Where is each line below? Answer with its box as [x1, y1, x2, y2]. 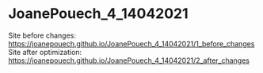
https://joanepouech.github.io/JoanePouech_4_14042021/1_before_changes [8, 38, 255, 48]
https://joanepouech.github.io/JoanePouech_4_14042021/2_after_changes [8, 56, 250, 65]
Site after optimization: [8, 47, 82, 57]
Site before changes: [8, 31, 77, 40]
